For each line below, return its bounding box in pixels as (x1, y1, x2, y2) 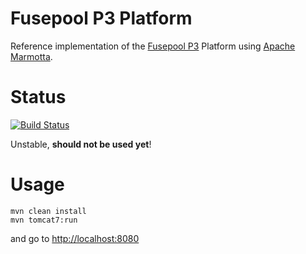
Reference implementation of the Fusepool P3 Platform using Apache (10, 40, 296, 52)
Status (10, 86, 67, 109)
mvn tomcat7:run (10, 215, 78, 225)
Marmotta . (10, 50, 53, 62)
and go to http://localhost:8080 (10, 232, 140, 244)
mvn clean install (10, 206, 87, 216)
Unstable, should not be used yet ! (10, 138, 152, 150)
